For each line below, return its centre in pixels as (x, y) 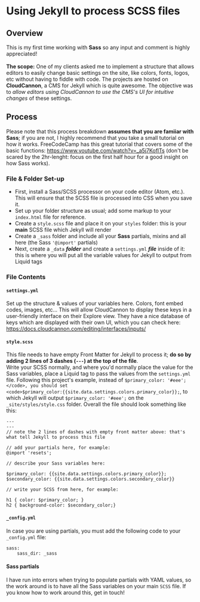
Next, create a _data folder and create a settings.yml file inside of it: (100, 249)
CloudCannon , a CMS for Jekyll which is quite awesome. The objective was (100, 85)
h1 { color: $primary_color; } (45, 500)
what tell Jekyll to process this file (56, 438)
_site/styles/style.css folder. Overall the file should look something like (96, 404)
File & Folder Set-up (35, 179)
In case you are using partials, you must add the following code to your (93, 531)
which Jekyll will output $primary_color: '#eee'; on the (75, 398)
